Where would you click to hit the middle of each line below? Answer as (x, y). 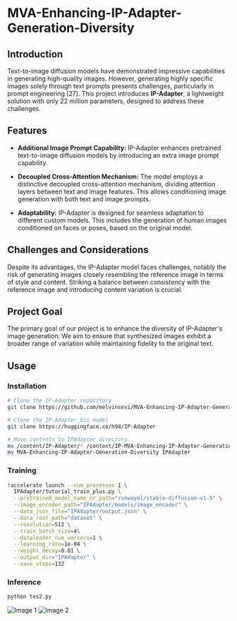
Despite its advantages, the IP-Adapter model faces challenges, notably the (117, 267)
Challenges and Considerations (78, 250)
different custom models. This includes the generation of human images (122, 220)
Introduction (35, 54)
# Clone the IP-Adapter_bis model (58, 420)
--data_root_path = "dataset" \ (58, 518)
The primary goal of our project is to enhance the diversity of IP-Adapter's (115, 329)
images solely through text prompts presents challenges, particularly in (110, 86)
